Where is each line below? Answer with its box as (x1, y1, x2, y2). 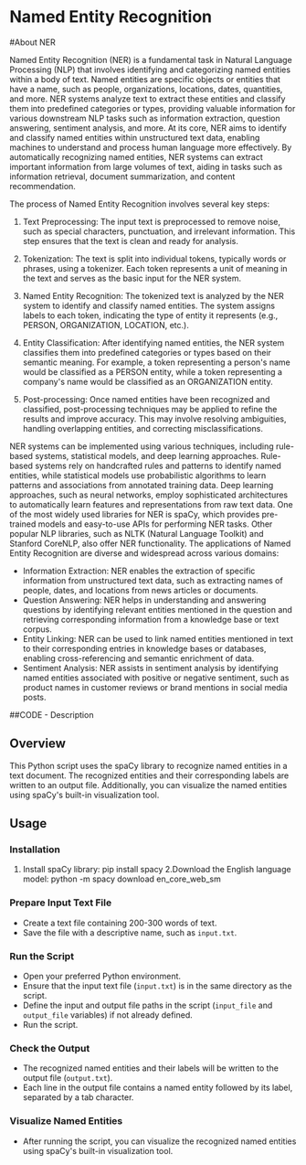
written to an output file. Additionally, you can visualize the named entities (9, 779, 288, 790)
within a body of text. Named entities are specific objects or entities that (9, 73, 281, 84)
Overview (9, 736, 67, 752)
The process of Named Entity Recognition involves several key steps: (9, 198, 270, 209)
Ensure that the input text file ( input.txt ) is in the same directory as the (22, 980, 292, 991)
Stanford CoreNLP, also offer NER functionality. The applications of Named (9, 538, 291, 549)
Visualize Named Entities (9, 1115, 123, 1128)
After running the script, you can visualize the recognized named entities (22, 1136, 297, 1147)
